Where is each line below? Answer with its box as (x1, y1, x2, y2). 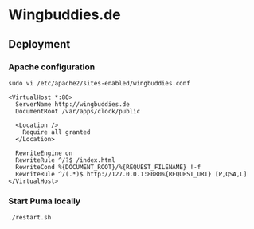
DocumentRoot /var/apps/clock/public (15, 107, 141, 115)
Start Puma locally (8, 195, 81, 207)
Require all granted (22, 128, 91, 136)
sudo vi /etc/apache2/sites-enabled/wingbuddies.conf (8, 79, 191, 87)
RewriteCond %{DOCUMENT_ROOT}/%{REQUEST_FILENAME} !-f (15, 163, 201, 171)
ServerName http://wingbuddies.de (15, 100, 130, 109)
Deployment (8, 38, 71, 51)
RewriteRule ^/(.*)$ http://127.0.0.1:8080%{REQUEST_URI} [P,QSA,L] (15, 170, 248, 178)
